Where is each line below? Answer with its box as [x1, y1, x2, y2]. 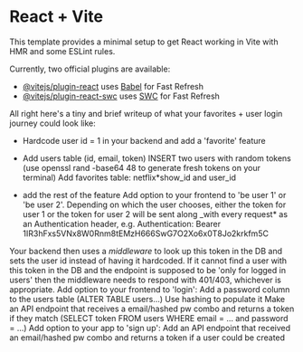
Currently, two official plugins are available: [9, 63, 171, 74]
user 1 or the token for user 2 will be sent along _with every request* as [22, 208, 288, 219]
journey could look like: [9, 118, 97, 128]
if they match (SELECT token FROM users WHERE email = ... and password [9, 312, 289, 323]
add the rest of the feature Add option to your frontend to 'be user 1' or [22, 189, 287, 200]
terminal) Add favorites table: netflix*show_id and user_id [22, 172, 237, 183]
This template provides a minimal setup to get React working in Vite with [9, 36, 279, 47]
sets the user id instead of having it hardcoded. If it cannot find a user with [9, 255, 288, 266]
